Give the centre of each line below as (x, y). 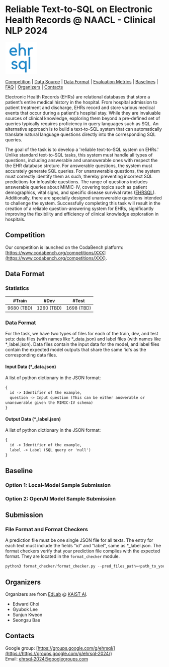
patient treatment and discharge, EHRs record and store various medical (80, 108)
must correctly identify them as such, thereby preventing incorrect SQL (79, 176)
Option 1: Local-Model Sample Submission (58, 485)
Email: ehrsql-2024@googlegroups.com (47, 659)
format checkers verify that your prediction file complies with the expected (82, 551)
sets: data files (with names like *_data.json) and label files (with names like (83, 339)
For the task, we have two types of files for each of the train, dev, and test (82, 333)
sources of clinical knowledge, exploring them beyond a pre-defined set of (83, 118)
